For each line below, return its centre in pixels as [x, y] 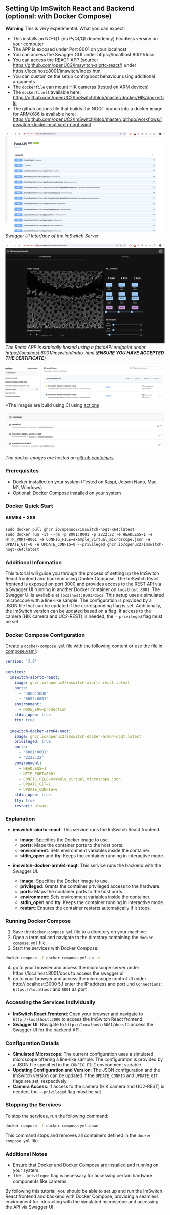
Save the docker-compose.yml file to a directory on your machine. [80, 932]
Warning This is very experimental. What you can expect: [65, 28]
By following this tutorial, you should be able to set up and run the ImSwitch [84, 1191]
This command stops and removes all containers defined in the [71, 1135]
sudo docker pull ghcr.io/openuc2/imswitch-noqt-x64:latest [70, 529]
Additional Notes [26, 1154]
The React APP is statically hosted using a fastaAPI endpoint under [75, 347]
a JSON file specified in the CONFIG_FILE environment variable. [77, 1064]
